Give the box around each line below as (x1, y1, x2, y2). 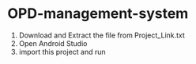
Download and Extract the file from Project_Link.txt (18, 30, 185, 40)
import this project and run (18, 47, 106, 56)
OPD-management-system (7, 5, 189, 23)
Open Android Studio (18, 38, 88, 48)
